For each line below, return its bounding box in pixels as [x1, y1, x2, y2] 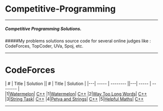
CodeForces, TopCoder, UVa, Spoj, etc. [5, 43, 83, 49]
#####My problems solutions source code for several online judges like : [5, 38, 151, 44]
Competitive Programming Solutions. [5, 26, 81, 32]
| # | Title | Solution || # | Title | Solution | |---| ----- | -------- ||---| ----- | [5, 80, 151, 86]
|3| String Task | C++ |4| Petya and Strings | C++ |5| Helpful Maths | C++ [5, 96, 144, 102]
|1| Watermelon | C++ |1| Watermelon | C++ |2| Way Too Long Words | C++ [5, 91, 147, 96]
